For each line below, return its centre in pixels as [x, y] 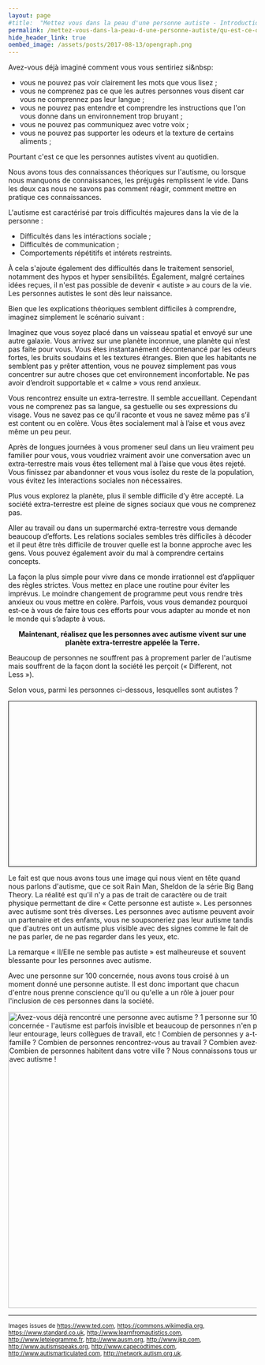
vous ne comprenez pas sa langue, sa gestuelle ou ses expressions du [123, 407]
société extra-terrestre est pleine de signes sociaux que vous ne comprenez [132, 504]
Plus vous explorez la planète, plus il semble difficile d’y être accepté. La [126, 496]
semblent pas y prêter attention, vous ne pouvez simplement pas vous [122, 366]
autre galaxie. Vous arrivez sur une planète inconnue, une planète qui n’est [129, 341]
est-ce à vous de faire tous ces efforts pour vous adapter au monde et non [129, 611]
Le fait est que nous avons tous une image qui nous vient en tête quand [124, 878]
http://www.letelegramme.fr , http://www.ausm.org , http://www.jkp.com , [105, 1340]
